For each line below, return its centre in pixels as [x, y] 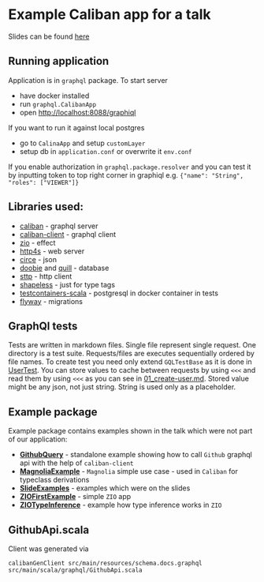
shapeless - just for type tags [67, 284]
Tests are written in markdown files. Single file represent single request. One [132, 345]
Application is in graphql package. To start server [88, 80]
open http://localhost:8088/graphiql [78, 112]
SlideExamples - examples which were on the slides [105, 488]
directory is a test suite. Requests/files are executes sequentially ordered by [131, 354]
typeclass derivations [54, 480]
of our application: [38, 439]
